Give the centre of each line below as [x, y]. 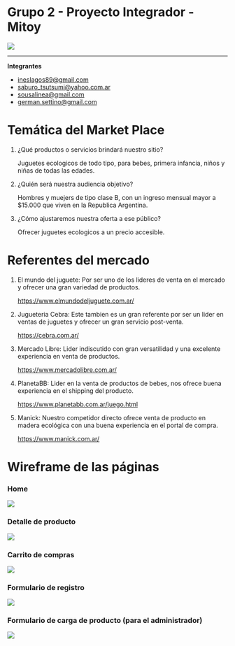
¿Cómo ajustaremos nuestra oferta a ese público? [89, 218]
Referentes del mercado [79, 260]
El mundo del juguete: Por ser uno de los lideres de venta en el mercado [121, 280]
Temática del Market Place [86, 130]
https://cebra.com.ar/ [48, 335]
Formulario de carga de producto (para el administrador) [105, 621]
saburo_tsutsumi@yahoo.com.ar [64, 87]
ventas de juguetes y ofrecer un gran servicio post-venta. [100, 322]
